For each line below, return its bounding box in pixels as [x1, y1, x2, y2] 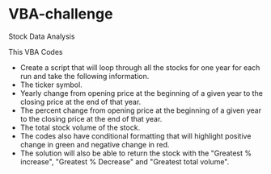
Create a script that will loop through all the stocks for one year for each [19, 62, 260, 72]
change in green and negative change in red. [19, 139, 170, 149]
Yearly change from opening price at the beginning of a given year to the [19, 88, 263, 97]
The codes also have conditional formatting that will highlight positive [19, 130, 252, 141]
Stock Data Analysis [8, 31, 75, 41]
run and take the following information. [19, 71, 150, 81]
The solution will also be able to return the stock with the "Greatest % [19, 148, 252, 158]
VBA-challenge [8, 5, 113, 23]
